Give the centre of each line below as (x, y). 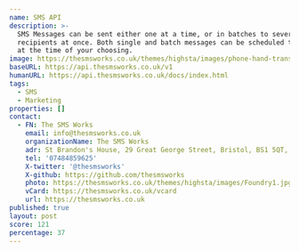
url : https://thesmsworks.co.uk (85, 200)
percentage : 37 (37, 232)
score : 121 (29, 224)
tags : (19, 84)
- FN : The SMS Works (55, 125)
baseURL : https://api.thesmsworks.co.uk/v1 (91, 68)
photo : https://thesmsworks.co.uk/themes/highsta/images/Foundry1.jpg (159, 183)
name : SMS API (36, 17)
